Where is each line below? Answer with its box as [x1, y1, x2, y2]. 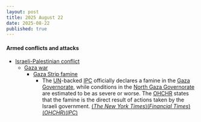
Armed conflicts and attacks [6, 44, 80, 51]
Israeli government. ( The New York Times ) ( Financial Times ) [42, 103, 191, 110]
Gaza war [24, 64, 48, 71]
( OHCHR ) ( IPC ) [42, 109, 78, 117]
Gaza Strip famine [33, 71, 78, 78]
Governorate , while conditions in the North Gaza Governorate [42, 83, 195, 91]
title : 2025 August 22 [6, 14, 63, 21]
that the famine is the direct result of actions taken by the [42, 96, 185, 103]
